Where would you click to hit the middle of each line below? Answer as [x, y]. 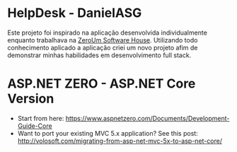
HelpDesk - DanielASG [75, 13]
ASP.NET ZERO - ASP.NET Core [102, 84]
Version [31, 99]
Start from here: [41, 118]
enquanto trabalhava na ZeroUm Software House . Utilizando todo [103, 40]
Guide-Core [35, 126]
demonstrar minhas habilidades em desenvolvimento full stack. [99, 55]
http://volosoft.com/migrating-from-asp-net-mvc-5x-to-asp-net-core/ [120, 141]
